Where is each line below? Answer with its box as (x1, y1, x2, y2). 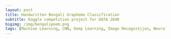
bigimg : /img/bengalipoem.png (5, 21, 70, 27)
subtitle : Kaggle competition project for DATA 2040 (5, 17, 120, 22)
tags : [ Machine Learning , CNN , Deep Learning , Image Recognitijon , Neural (5, 26, 167, 31)
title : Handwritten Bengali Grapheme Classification (5, 12, 120, 17)
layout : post (5, 7, 33, 13)
